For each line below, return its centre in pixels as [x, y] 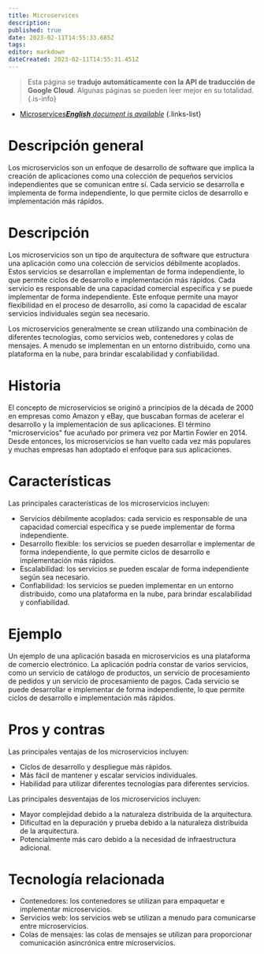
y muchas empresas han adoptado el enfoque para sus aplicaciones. [120, 449]
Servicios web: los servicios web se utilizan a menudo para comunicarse [138, 918]
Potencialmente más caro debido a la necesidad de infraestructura [128, 839]
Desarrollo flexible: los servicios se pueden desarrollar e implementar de [137, 543]
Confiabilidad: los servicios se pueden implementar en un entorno [126, 585]
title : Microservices [44, 15]
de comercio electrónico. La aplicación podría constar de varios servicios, [128, 664]
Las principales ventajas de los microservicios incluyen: [99, 751]
